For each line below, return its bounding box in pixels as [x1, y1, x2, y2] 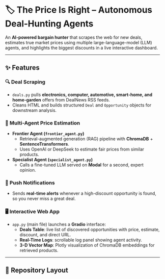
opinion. [19, 167, 36, 173]
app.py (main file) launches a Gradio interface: [12, 221, 106, 227]
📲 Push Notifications [5, 179, 55, 186]
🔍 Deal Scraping [5, 78, 46, 85]
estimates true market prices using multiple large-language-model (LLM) [5, 39, 152, 45]
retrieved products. [19, 247, 59, 253]
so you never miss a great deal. [12, 196, 76, 202]
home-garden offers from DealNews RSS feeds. [12, 97, 110, 102]
